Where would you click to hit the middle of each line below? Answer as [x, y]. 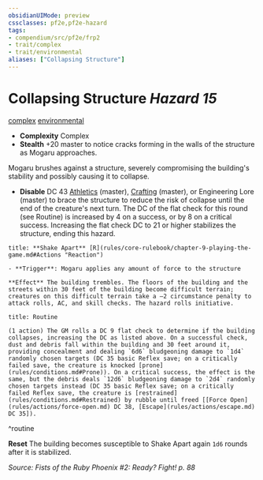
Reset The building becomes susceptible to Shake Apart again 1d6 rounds [128, 444]
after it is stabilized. [40, 452]
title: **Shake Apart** [47, 248]
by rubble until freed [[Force [176, 399]
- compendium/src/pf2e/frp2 [54, 37]
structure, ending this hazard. [67, 233]
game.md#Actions [35, 255]
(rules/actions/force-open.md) [59, 407]
